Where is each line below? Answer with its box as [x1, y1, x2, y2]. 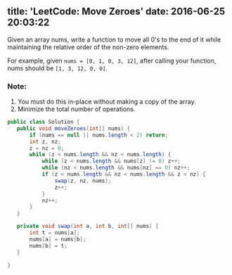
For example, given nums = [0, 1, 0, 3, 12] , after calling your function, [7, 56, 217, 65]
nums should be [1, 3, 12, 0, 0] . [7, 63, 108, 72]
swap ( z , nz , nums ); [54, 177, 112, 184]
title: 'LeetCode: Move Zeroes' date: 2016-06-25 [7, 6, 226, 18]
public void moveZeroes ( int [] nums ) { [16, 124, 131, 132]
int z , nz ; [29, 138, 61, 145]
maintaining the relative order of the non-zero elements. [7, 42, 169, 51]
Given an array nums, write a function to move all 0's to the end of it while [7, 35, 221, 44]
